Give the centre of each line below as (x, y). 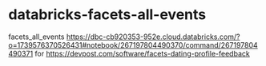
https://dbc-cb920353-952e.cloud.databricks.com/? (153, 37)
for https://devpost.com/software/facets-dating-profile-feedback (142, 53)
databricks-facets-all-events (107, 15)
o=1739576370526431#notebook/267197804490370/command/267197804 (133, 45)
